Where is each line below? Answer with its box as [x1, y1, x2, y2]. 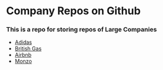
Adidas [14, 39, 33, 46]
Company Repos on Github [6, 4, 141, 18]
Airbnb [14, 52, 31, 59]
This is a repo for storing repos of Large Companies [6, 26, 157, 34]
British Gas [14, 45, 42, 52]
